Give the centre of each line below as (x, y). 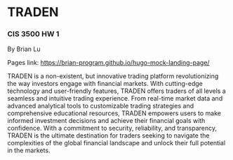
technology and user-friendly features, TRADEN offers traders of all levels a (116, 91)
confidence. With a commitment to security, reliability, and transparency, (112, 128)
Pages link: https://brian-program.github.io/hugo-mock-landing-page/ (108, 63)
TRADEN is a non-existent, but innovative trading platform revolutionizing (113, 76)
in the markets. (29, 150)
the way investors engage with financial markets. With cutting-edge (105, 84)
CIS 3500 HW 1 (33, 34)
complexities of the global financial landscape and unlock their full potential (116, 143)
